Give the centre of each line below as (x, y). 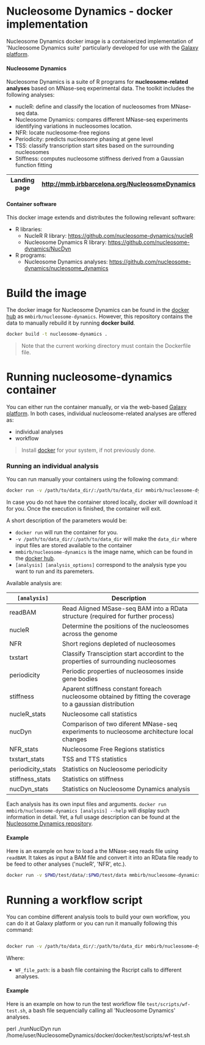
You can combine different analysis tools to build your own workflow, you (98, 917)
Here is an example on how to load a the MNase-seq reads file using (92, 851)
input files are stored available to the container (74, 545)
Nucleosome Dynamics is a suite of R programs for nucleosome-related (97, 82)
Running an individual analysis (52, 466)
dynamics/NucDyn (48, 249)
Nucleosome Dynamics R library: (65, 242)
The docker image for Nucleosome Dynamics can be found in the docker (98, 310)
